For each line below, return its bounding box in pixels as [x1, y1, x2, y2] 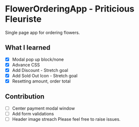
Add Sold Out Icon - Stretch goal [12, 72, 78, 78]
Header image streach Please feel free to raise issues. [12, 116, 121, 122]
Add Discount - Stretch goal [12, 67, 69, 73]
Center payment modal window [12, 105, 75, 111]
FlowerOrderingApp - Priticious [5, 3, 135, 14]
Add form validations [12, 111, 54, 116]
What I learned [5, 43, 51, 52]
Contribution [5, 93, 45, 101]
